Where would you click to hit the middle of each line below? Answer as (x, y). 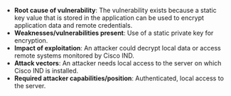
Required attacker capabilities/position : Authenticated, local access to (119, 78)
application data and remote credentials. (73, 25)
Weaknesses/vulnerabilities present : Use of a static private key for (114, 33)
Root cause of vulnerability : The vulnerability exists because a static (115, 10)
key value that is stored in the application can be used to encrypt (109, 18)
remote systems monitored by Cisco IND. (74, 55)
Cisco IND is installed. (46, 71)
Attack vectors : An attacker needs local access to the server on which (118, 63)
